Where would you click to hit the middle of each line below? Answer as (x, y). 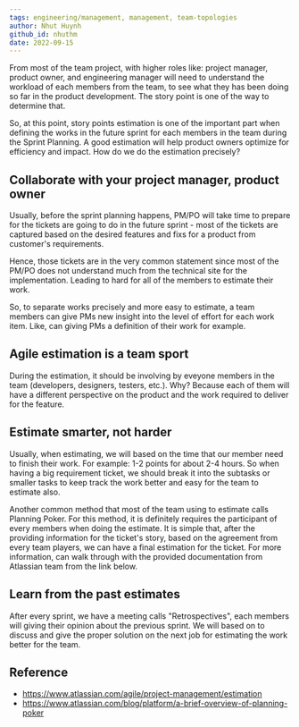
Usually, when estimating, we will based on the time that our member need (146, 453)
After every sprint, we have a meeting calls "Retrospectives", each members (149, 616)
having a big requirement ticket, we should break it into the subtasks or (140, 473)
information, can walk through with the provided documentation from (136, 556)
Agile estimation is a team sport (99, 354)
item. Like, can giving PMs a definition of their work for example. (128, 326)
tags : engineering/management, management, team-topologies (124, 17)
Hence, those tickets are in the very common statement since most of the (144, 261)
